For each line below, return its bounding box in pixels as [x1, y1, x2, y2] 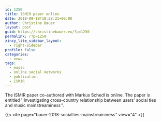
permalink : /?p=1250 [5, 34, 47, 39]
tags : [5, 61, 16, 66]
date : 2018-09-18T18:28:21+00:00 [5, 16, 73, 21]
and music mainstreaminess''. [5, 102, 64, 108]
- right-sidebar [9, 43, 42, 48]
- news [9, 56, 23, 61]
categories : [5, 52, 29, 57]
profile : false [5, 47, 36, 52]
